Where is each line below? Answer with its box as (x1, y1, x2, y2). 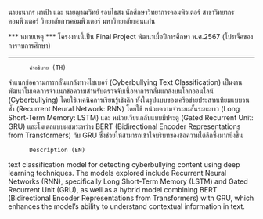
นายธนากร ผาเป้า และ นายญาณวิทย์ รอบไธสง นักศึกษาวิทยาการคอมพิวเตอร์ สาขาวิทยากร (8, 8, 235, 16)
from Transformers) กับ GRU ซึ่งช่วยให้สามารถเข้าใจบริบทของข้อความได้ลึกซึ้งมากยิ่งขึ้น (8, 130, 243, 140)
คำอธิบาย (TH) (28, 64, 67, 71)
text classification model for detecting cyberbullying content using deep (8, 160, 240, 169)
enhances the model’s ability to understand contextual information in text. (8, 202, 245, 211)
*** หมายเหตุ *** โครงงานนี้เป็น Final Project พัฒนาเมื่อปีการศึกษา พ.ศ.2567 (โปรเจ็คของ (8, 32, 254, 41)
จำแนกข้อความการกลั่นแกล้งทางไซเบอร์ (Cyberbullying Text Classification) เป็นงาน (8, 78, 243, 86)
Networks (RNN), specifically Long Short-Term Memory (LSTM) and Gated (8, 177, 248, 186)
